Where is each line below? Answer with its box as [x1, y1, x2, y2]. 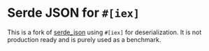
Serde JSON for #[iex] [7, 5, 140, 21]
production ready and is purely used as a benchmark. [7, 35, 161, 43]
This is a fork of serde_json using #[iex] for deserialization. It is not [7, 28, 202, 36]
